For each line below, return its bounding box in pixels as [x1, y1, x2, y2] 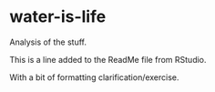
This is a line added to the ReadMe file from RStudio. [9, 54, 207, 65]
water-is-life [9, 6, 107, 27]
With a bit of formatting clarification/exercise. [9, 71, 179, 83]
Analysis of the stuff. [9, 36, 87, 47]
